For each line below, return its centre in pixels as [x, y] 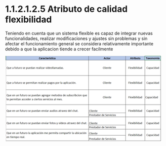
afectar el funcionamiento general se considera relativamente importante [79, 43]
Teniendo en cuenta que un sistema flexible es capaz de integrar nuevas [79, 33]
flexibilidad [28, 19]
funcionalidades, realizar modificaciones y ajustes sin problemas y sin [76, 38]
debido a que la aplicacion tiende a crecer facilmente [59, 49]
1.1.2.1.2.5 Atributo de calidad [66, 9]
